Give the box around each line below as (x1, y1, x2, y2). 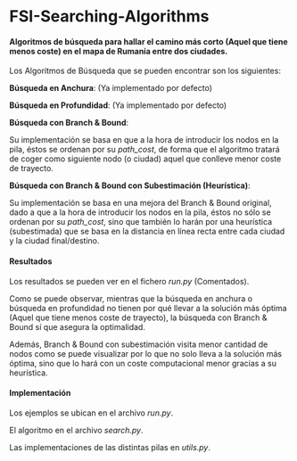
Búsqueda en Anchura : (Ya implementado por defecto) (9, 83, 212, 94)
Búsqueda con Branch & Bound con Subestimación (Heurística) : (9, 180, 252, 191)
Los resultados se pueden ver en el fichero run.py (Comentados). (9, 276, 250, 286)
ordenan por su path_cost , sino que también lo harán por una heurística (9, 217, 273, 227)
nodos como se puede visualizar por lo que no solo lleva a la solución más (9, 348, 283, 358)
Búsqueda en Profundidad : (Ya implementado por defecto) (9, 100, 227, 111)
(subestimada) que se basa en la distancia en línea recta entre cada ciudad (9, 226, 285, 237)
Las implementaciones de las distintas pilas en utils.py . (9, 441, 211, 452)
